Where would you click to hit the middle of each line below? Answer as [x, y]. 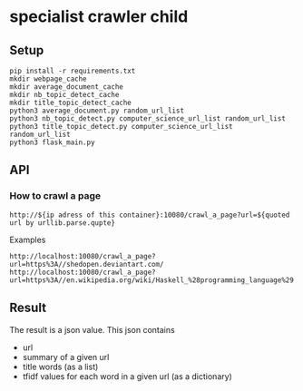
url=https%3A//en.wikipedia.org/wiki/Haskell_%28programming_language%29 [152, 280]
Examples [28, 239]
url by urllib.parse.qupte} [63, 223]
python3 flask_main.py [52, 142]
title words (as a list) [60, 367]
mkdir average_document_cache [67, 87]
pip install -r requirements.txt [73, 71]
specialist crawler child [99, 17]
